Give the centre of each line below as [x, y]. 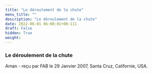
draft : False [19, 28]
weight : [13, 38]
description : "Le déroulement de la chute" [51, 19]
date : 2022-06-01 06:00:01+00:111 [41, 24]
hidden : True [19, 33]
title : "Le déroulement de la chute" [44, 10]
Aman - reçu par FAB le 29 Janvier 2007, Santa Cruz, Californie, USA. [77, 66]
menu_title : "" [21, 14]
